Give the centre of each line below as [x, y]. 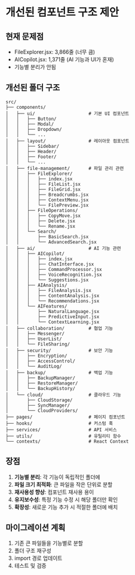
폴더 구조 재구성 [33, 551]
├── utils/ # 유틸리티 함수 [64, 436]
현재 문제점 [25, 36]
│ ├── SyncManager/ [38, 405]
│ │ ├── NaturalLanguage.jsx [53, 311]
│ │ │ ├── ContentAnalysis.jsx [53, 296]
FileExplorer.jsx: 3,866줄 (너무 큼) [55, 52]
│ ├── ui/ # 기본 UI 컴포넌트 [67, 114]
